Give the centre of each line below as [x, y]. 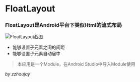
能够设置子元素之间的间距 [38, 47]
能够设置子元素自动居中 [36, 54]
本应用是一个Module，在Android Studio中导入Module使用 [76, 64]
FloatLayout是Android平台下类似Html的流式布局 [64, 25]
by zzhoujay [18, 74]
